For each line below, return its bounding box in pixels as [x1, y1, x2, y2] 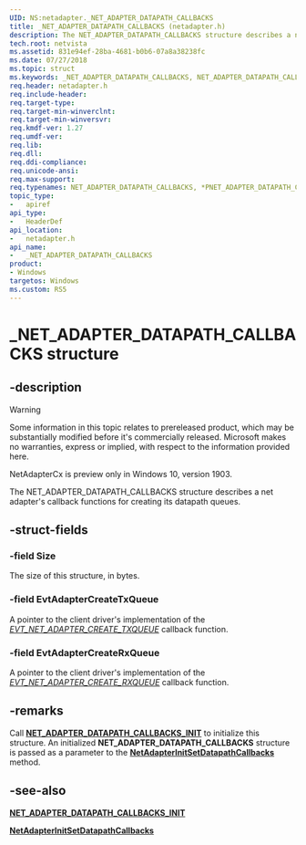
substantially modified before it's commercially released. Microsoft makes [9, 431, 287, 443]
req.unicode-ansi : [9, 166, 79, 175]
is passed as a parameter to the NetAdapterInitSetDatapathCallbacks [9, 746, 275, 757]
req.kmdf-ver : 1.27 [9, 124, 84, 133]
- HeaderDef [9, 216, 64, 226]
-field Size [9, 549, 56, 562]
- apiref [9, 200, 51, 210]
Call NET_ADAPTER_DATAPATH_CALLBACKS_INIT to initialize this [9, 727, 260, 738]
